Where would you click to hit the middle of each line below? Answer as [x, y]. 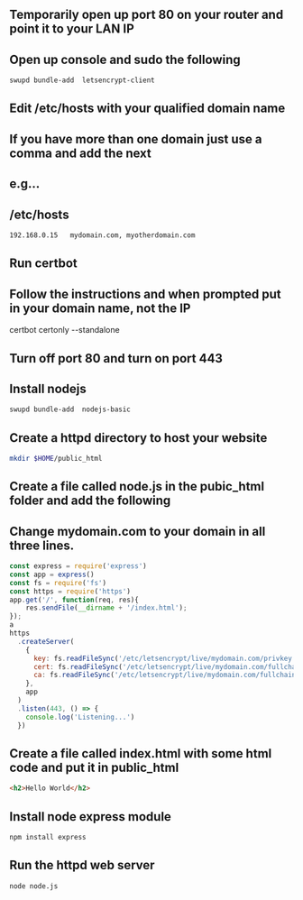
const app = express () [52, 574]
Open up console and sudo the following [125, 59]
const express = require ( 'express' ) [78, 566]
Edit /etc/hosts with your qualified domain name [147, 109]
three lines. [42, 545]
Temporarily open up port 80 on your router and [147, 15]
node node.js [34, 886]
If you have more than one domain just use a [136, 139]
